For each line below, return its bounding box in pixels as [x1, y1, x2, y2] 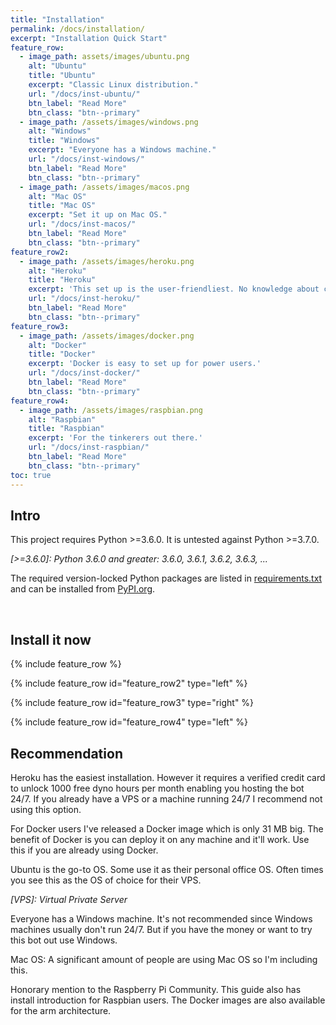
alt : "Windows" [28, 126, 92, 136]
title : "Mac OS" [28, 201, 97, 211]
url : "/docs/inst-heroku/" [28, 294, 141, 304]
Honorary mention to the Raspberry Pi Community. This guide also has [10, 983, 302, 995]
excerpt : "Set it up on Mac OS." [28, 210, 168, 220]
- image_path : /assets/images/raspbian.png [19, 405, 203, 415]
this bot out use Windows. [10, 934, 118, 946]
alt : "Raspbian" [28, 414, 97, 425]
